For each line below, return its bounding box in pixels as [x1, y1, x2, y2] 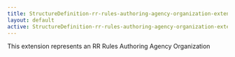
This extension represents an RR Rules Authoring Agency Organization [7, 42, 211, 51]
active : [7, 23, 30, 30]
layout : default [7, 17, 55, 24]
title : [7, 10, 27, 17]
